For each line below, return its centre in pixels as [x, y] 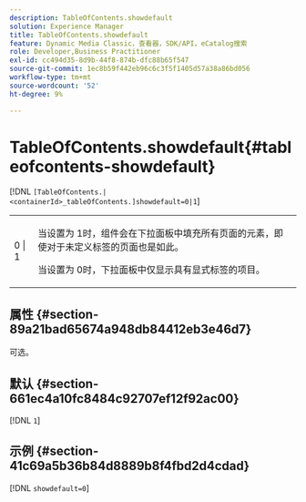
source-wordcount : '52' [55, 86]
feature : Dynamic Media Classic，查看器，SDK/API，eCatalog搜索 [128, 43]
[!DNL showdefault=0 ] [49, 487]
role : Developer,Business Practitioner [85, 52]
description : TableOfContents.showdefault [91, 18]
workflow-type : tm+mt [51, 77]
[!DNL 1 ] [25, 421]
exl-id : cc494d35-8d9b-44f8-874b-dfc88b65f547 [99, 60]
